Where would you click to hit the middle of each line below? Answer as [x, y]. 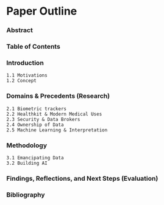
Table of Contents [34, 47]
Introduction [25, 63]
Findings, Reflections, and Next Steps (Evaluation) [82, 178]
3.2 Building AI [27, 163]
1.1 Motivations [27, 75]
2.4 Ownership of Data [35, 125]
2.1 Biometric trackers [37, 109]
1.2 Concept [21, 81]
